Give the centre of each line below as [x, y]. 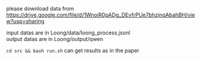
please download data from [40, 9]
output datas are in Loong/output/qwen [55, 39]
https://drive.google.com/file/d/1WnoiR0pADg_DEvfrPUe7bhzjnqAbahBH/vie [100, 15]
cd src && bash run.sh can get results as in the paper [73, 50]
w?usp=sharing [25, 21]
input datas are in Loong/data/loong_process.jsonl [68, 33]
